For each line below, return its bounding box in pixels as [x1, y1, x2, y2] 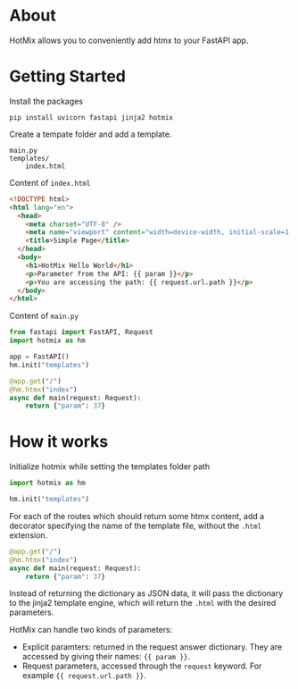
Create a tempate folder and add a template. [9, 129, 172, 139]
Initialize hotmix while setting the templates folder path [9, 461, 211, 472]
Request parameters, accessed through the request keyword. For [21, 660, 262, 671]
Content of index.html [9, 177, 91, 188]
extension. [9, 529, 48, 541]
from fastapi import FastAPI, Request [9, 328, 153, 337]
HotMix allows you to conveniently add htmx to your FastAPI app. [9, 35, 249, 46]
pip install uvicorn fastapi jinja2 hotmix [9, 113, 174, 122]
